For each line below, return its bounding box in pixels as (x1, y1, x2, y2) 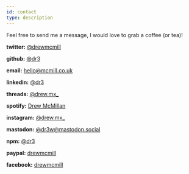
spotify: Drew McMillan (6, 102, 66, 110)
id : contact (6, 9, 37, 15)
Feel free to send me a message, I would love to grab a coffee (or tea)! (6, 31, 183, 38)
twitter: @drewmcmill (6, 43, 61, 50)
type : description (6, 15, 53, 21)
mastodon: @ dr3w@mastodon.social (6, 125, 101, 133)
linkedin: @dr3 (6, 78, 45, 86)
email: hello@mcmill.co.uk (6, 66, 73, 74)
